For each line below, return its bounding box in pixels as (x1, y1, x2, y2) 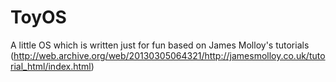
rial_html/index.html (10, 60, 92, 72)
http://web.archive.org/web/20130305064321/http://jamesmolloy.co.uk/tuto (13, 49, 326, 61)
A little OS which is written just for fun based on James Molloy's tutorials (10, 39, 310, 51)
